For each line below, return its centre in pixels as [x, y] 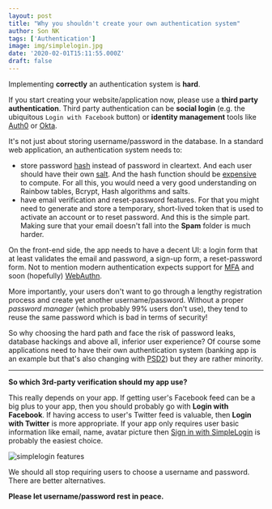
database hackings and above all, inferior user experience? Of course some [135, 341]
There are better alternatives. [57, 480]
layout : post [30, 16]
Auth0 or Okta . [33, 125]
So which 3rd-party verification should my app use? [98, 382]
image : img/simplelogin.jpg [56, 46]
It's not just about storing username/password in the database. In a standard [136, 141]
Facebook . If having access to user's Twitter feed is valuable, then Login [130, 414]
